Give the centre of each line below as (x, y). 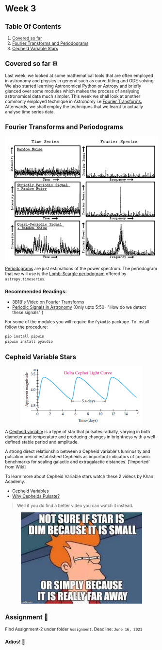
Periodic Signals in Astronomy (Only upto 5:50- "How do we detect (79, 307)
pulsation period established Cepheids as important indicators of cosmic (78, 457)
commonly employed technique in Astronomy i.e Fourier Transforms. (73, 101)
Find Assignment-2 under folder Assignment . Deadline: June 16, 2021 (74, 629)
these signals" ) (28, 313)
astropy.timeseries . (25, 279)
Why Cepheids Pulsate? (36, 496)
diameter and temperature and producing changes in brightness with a (76, 437)
